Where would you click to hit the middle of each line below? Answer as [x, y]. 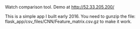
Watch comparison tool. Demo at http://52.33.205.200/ [60, 7]
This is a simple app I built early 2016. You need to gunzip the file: [70, 16]
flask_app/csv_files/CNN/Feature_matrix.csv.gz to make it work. [68, 22]
